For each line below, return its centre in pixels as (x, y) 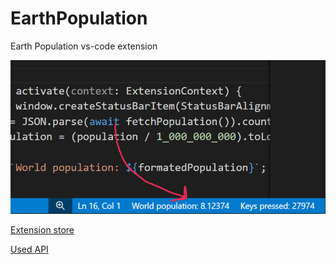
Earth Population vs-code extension (84, 46)
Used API (29, 249)
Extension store (42, 230)
